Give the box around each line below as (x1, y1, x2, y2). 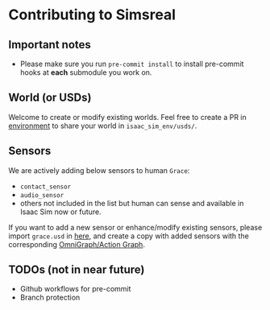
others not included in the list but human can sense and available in (19, 198, 244, 208)
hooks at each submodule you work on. (19, 68, 152, 77)
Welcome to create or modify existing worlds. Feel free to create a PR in (8, 112, 247, 122)
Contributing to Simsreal (8, 6, 176, 24)
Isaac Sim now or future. (19, 207, 102, 217)
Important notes (8, 38, 91, 52)
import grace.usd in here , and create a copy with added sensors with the (8, 231, 250, 241)
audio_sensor (19, 191, 64, 199)
